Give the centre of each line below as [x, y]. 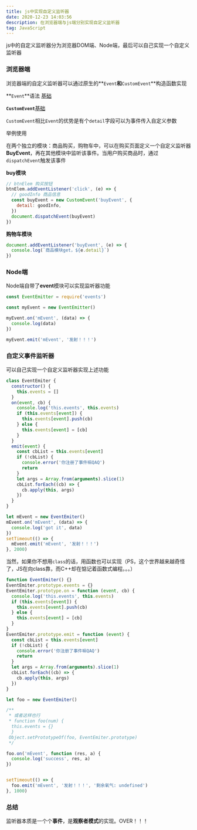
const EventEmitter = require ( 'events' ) [56, 297]
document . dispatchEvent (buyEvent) [53, 216]
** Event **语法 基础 [29, 96]
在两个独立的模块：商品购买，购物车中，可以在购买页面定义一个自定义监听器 [98, 145]
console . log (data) [34, 324]
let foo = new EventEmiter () [42, 699]
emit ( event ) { [28, 446]
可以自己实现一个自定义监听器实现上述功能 [57, 370]
